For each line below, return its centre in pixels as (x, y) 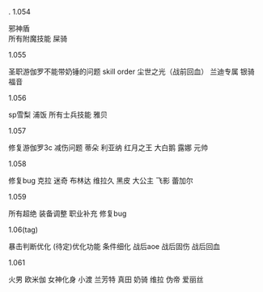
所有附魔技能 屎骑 (38, 39)
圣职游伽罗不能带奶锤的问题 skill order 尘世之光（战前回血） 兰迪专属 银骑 (131, 71)
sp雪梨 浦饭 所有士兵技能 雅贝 (58, 114)
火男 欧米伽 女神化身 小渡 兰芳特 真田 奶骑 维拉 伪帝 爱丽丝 (106, 279)
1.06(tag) (23, 230)
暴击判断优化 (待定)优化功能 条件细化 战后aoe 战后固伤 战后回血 (115, 246)
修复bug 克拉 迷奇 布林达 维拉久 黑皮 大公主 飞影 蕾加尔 (101, 180)
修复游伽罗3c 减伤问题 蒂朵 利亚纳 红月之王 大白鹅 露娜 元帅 (108, 148)
